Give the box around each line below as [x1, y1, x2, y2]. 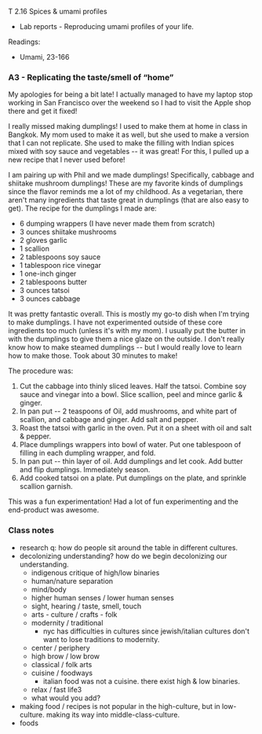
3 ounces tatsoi [19, 286, 70, 295]
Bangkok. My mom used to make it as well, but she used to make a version [8, 130, 249, 140]
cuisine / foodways [31, 668, 93, 677]
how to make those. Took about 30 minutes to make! [8, 351, 178, 361]
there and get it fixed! [8, 106, 78, 116]
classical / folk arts [31, 659, 93, 669]
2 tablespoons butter [19, 277, 88, 287]
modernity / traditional [31, 618, 104, 627]
